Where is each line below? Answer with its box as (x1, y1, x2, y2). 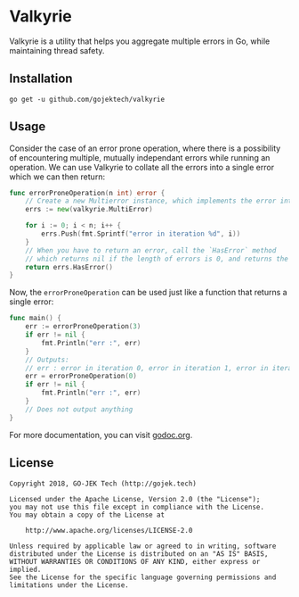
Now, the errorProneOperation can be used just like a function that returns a (9, 287, 287, 298)
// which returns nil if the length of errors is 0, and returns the (25, 254, 289, 263)
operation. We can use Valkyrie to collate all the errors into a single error (9, 162, 274, 172)
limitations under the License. (9, 580, 129, 590)
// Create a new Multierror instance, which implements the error (25, 196, 277, 206)
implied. (9, 565, 42, 574)
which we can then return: (9, 171, 105, 182)
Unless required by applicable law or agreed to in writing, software (9, 542, 277, 551)
